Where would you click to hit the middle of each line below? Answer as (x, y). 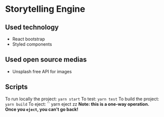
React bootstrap (29, 39)
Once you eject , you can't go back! (42, 109)
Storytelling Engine (45, 9)
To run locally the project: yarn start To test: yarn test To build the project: (82, 99)
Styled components (32, 44)
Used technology (32, 27)
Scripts (16, 87)
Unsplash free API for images (42, 71)
